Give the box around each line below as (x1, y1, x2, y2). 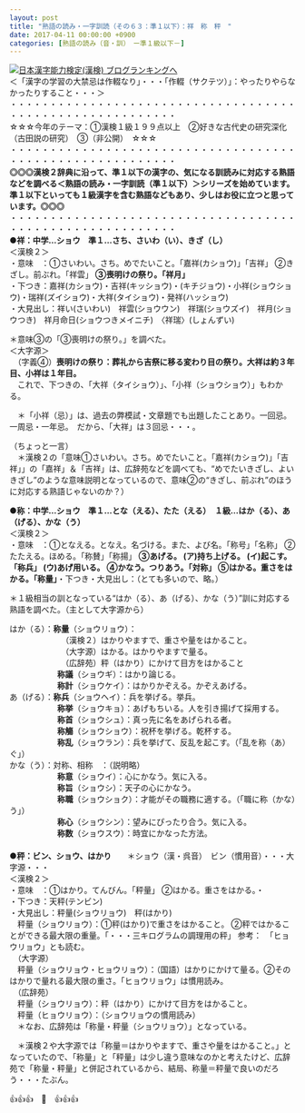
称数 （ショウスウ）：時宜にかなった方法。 (57, 828, 212, 839)
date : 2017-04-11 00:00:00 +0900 (9, 30, 136, 39)
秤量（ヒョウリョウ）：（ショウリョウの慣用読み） (16, 1009, 201, 1020)
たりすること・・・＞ (25, 87, 105, 98)
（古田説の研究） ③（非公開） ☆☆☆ (9, 133, 157, 144)
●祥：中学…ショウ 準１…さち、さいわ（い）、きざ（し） (9, 235, 228, 246)
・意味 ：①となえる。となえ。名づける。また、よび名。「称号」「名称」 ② (9, 540, 296, 551)
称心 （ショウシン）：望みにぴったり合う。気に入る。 (57, 817, 252, 828)
